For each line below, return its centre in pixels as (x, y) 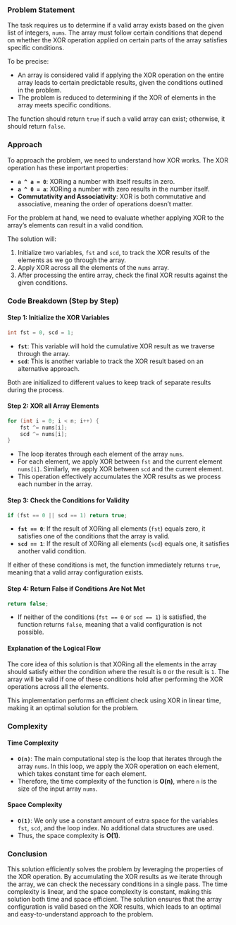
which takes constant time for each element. (82, 773)
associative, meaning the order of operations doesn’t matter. (105, 204)
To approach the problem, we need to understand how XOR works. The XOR (118, 160)
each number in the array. (55, 484)
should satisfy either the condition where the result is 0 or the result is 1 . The (118, 671)
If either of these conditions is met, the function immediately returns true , (114, 565)
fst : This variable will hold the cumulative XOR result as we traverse (116, 346)
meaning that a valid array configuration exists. (75, 572)
